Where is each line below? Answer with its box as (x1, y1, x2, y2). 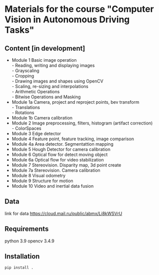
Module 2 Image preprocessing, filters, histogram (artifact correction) (11, 120, 153, 126)
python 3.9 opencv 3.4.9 (4, 238, 55, 244)
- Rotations (11, 110, 34, 116)
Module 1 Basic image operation (11, 57, 77, 63)
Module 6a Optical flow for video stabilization (11, 157, 104, 162)
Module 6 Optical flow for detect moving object (11, 152, 108, 157)
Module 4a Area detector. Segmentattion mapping (11, 141, 114, 147)
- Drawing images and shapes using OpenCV (11, 78, 104, 84)
